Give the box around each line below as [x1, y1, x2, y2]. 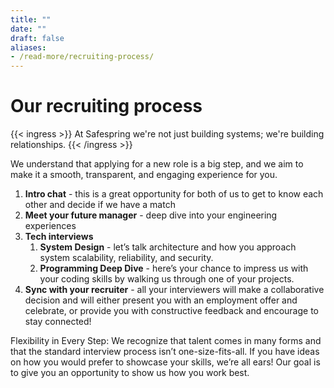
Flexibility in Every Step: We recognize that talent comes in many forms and [10, 335, 322, 347]
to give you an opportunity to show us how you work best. [10, 367, 250, 379]
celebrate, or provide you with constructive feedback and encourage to [24, 305, 320, 317]
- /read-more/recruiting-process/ [10, 52, 155, 62]
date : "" [10, 24, 47, 34]
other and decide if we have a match [24, 199, 176, 211]
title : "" [10, 14, 52, 25]
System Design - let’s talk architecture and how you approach [39, 241, 297, 253]
